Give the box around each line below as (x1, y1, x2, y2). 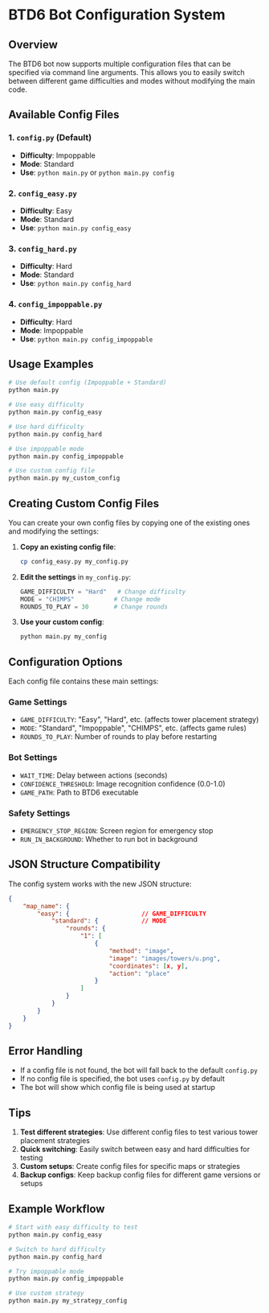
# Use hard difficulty (8, 423, 84, 431)
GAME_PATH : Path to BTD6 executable (19, 787, 139, 797)
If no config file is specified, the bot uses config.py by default (19, 1074, 225, 1084)
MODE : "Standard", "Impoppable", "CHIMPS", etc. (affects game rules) (19, 723, 247, 733)
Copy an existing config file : (19, 542, 116, 551)
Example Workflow (8, 1202, 105, 1216)
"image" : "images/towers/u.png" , (108, 954, 221, 963)
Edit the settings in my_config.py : (19, 572, 131, 581)
